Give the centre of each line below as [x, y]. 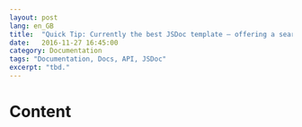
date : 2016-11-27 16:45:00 [64, 42]
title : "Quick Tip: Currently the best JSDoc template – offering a [142, 34]
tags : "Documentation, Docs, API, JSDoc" [88, 59]
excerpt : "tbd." [40, 68]
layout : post [34, 17]
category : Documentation [56, 51]
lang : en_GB [31, 26]
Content [40, 112]
